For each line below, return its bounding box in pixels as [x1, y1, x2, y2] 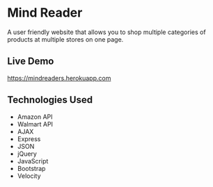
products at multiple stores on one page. [7, 35, 124, 43]
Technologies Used [7, 94, 93, 106]
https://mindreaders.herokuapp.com [7, 74, 111, 82]
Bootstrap [17, 164, 46, 172]
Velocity [17, 172, 41, 180]
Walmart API [17, 120, 54, 128]
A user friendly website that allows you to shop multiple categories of [7, 28, 207, 36]
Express [17, 134, 41, 143]
